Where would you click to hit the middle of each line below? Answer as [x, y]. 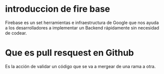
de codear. [16, 33]
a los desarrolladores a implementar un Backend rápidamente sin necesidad [82, 27]
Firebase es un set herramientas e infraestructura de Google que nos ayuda [82, 23]
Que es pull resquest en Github [69, 53]
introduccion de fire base [58, 9]
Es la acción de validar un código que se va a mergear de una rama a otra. [81, 66]
